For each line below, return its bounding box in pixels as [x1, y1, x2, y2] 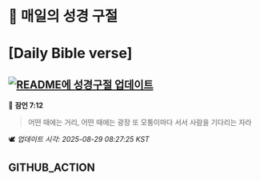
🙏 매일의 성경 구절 [8, 7, 118, 26]
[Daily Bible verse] [8, 45, 133, 62]
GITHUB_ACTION [8, 160, 96, 174]
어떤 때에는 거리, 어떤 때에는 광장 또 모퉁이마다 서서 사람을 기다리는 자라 [27, 117, 252, 128]
